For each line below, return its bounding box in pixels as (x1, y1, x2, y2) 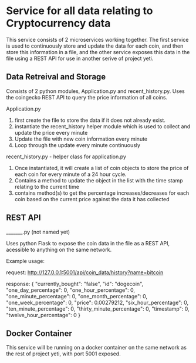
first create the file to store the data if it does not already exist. (14, 116, 166, 124)
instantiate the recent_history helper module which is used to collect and (14, 122, 191, 130)
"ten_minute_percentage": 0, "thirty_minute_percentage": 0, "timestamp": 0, (6, 305, 190, 312)
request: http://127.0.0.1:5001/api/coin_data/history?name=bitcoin (6, 269, 164, 276)
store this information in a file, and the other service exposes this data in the (6, 48, 190, 55)
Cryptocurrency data (6, 16, 111, 30)
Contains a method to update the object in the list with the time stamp (14, 176, 183, 184)
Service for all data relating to (6, 4, 153, 18)
